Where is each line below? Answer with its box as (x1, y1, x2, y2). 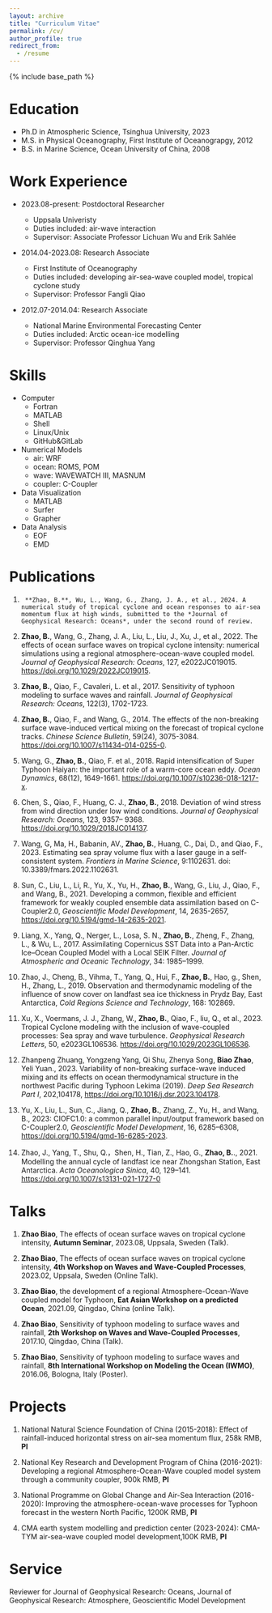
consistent (20, 856, 57, 866)
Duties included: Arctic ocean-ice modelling (32, 329, 180, 338)
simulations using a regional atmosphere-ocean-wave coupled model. (20, 649, 255, 658)
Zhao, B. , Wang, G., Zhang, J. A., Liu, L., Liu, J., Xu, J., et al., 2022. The (20, 631, 258, 641)
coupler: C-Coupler (32, 479, 98, 488)
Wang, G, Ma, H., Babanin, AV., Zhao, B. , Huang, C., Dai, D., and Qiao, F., (20, 839, 263, 849)
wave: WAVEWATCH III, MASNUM (32, 470, 147, 480)
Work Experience (9, 172, 128, 191)
